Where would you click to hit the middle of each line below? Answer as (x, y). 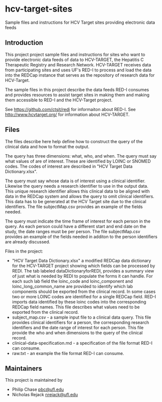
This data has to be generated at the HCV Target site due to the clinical (76, 201)
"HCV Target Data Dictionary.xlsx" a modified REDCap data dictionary (81, 260)
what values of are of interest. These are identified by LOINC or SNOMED (78, 161)
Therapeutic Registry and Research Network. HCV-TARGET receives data (78, 64)
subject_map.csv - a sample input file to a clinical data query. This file (81, 317)
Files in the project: (24, 251)
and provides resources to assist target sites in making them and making (77, 95)
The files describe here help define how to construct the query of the (74, 141)
